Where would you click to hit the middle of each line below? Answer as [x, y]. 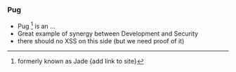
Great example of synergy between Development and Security [108, 34]
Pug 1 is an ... [37, 26]
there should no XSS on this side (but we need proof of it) [101, 41]
